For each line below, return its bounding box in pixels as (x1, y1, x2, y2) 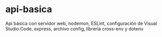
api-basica (5, 4, 52, 15)
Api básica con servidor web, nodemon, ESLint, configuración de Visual (5, 20, 157, 26)
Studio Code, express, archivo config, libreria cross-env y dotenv (5, 25, 143, 31)
